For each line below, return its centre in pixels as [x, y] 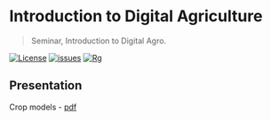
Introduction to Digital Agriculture [136, 16]
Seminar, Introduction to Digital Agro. [99, 41]
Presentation [46, 86]
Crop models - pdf [43, 107]
